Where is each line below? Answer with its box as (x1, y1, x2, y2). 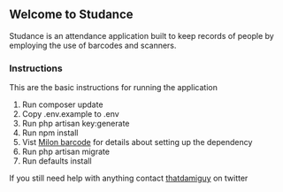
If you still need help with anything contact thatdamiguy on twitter (9, 173, 249, 184)
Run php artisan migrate (21, 146, 111, 157)
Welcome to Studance (9, 7, 134, 22)
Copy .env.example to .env (21, 109, 119, 119)
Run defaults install (21, 156, 92, 166)
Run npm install (21, 127, 79, 138)
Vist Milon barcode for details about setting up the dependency (21, 137, 253, 148)
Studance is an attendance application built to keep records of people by (9, 30, 274, 41)
